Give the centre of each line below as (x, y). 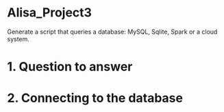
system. (18, 38)
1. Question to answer (70, 67)
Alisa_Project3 (50, 13)
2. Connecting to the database (95, 98)
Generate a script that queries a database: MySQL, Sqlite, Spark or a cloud (112, 32)
